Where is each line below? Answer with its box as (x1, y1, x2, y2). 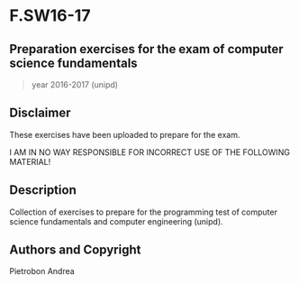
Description (9, 182, 77, 198)
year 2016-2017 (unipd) (31, 79, 119, 90)
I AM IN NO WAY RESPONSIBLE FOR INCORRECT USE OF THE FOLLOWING (9, 146, 291, 158)
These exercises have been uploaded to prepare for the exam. (9, 129, 240, 140)
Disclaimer (9, 105, 71, 121)
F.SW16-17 (9, 5, 91, 26)
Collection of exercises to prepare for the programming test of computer (9, 206, 277, 217)
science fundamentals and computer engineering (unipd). (9, 215, 223, 226)
